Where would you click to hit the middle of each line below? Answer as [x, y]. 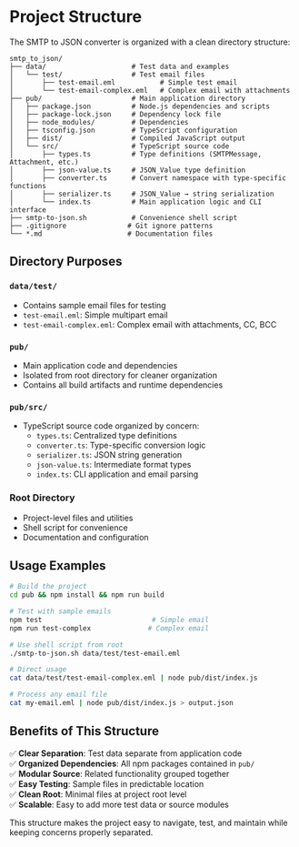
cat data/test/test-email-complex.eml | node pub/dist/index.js [134, 678]
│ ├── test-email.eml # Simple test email [124, 82]
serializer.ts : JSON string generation [109, 455]
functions [28, 186]
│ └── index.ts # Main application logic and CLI [135, 202]
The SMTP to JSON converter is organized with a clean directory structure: [150, 42]
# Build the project [49, 587]
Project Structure [76, 17]
